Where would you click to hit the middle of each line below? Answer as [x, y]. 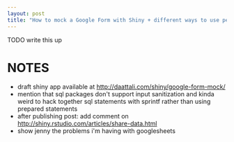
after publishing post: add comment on [73, 116]
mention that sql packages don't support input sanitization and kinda [116, 94]
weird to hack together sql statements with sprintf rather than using [114, 102]
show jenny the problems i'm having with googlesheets [96, 131]
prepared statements [47, 109]
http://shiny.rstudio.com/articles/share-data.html [87, 124]
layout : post [26, 14]
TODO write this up [35, 39]
